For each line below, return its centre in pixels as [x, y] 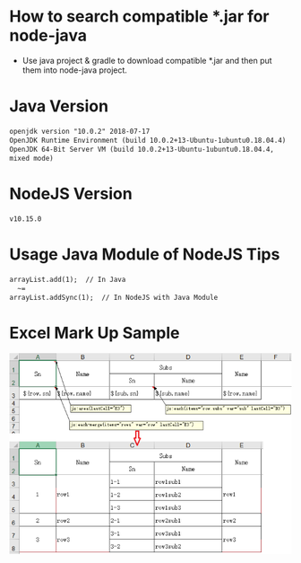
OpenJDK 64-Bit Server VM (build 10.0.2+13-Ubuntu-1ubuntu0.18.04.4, [142, 149]
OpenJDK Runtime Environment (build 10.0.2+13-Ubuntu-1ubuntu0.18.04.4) [148, 140]
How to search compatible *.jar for [140, 17]
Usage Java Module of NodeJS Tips [145, 254]
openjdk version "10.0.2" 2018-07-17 [80, 131]
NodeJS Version [71, 194]
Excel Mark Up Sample [95, 333]
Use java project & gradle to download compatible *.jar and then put [147, 60]
